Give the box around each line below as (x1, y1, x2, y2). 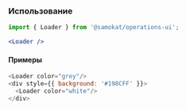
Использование (8, 6, 73, 17)
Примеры (8, 55, 42, 64)
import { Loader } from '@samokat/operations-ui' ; (8, 24, 180, 32)
